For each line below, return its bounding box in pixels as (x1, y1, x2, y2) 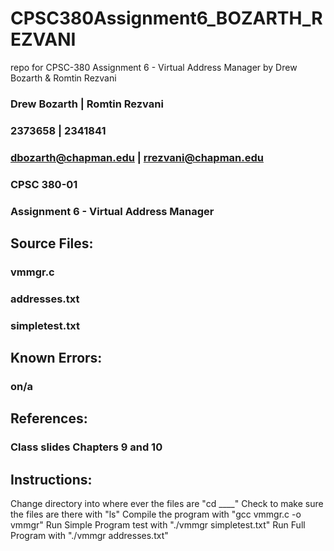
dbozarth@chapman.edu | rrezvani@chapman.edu (10, 150, 264, 164)
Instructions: (10, 471, 93, 488)
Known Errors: (10, 350, 103, 367)
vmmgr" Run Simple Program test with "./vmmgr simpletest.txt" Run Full (10, 519, 306, 531)
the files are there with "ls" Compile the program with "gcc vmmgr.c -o (10, 508, 302, 521)
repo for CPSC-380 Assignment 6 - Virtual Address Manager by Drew (10, 61, 298, 73)
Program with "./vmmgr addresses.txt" (10, 530, 169, 542)
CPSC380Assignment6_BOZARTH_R (10, 7, 323, 30)
